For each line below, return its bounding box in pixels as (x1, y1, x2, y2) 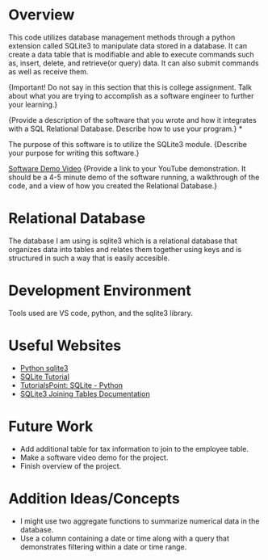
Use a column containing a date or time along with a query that (19, 533, 230, 543)
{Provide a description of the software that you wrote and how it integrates (8, 115, 257, 124)
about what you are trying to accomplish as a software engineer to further (8, 91, 254, 100)
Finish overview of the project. (19, 461, 122, 470)
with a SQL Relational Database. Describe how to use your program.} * (8, 124, 243, 133)
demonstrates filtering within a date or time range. (19, 541, 187, 551)
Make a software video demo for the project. (19, 453, 169, 462)
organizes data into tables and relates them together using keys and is (8, 244, 242, 254)
